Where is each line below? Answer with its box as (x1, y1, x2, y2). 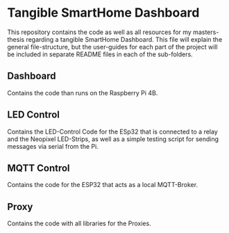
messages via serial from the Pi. (7, 142, 99, 150)
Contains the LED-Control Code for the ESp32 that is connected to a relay (7, 127, 219, 136)
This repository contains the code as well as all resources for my (7, 28, 192, 36)
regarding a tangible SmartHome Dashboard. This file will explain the (26, 35, 223, 43)
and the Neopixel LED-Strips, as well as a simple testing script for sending (7, 134, 219, 143)
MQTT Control (7, 162, 71, 174)
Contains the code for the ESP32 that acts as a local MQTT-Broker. (7, 181, 198, 189)
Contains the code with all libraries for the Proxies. (7, 219, 151, 227)
